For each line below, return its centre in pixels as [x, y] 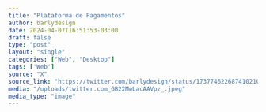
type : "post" [30, 45]
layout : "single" [37, 52]
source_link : [30, 81]
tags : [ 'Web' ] [32, 67]
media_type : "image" [42, 96]
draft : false [30, 37]
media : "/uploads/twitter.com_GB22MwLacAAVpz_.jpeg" [97, 89]
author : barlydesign [42, 23]
